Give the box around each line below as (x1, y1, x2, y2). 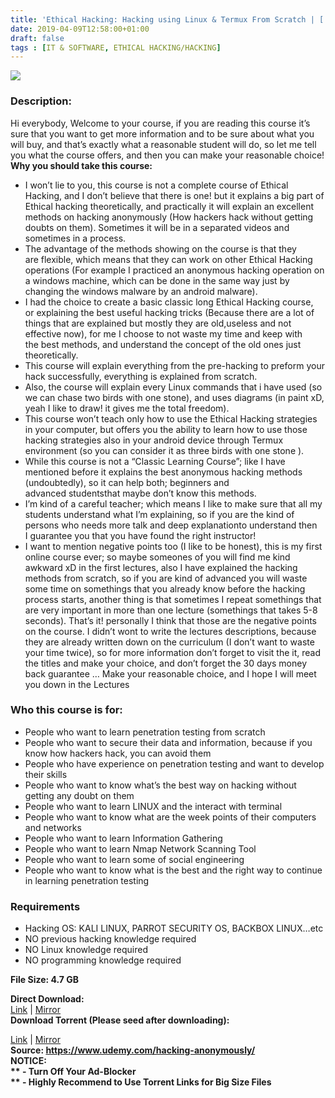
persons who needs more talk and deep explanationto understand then (24, 519, 318, 531)
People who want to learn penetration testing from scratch (24, 726, 266, 738)
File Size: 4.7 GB (10, 974, 80, 986)
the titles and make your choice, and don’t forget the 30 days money (24, 657, 308, 669)
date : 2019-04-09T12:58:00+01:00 (10, 24, 150, 34)
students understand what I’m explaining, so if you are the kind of (24, 508, 295, 520)
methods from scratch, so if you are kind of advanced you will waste (24, 572, 308, 584)
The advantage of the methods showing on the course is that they (24, 242, 297, 255)
